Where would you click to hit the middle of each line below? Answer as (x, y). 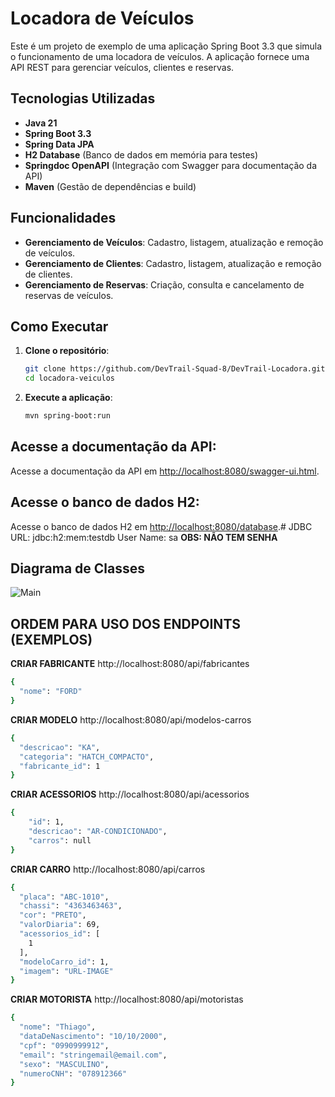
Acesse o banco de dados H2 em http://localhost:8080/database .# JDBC (161, 526)
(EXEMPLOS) (51, 639)
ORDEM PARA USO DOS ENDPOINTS (126, 623)
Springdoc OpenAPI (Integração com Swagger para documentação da (171, 165)
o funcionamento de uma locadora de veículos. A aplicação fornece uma (160, 56)
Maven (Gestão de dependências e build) (110, 186)
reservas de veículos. (69, 295)
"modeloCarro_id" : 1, (64, 962)
